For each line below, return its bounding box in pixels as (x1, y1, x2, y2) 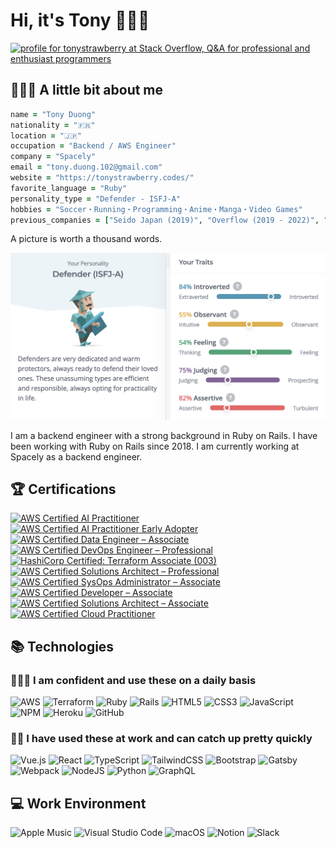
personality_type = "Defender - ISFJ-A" (10, 194, 182, 204)
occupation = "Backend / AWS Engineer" (10, 141, 177, 151)
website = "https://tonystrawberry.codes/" (10, 173, 195, 183)
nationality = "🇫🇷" (10, 120, 96, 130)
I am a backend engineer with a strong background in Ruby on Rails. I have (10, 429, 318, 441)
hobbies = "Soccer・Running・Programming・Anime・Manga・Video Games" (10, 204, 303, 214)
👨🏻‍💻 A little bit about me (10, 82, 164, 99)
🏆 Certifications (10, 481, 117, 498)
